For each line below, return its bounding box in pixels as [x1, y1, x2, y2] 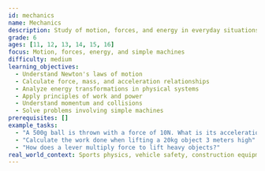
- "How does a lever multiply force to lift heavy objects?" [15, 143, 221, 151]
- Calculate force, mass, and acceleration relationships [15, 77, 211, 85]
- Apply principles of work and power [15, 92, 144, 100]
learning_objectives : [8, 63, 80, 71]
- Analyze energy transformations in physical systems [15, 84, 200, 93]
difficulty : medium [8, 56, 73, 64]
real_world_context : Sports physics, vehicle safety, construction [8, 151, 235, 158]
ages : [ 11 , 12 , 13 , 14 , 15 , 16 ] [8, 41, 115, 49]
